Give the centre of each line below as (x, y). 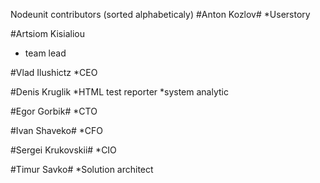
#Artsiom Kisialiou (47, 33)
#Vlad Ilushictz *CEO (54, 72)
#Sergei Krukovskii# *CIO (63, 150)
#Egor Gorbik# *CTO (54, 111)
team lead (45, 53)
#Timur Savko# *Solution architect (82, 169)
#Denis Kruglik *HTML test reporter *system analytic (119, 92)
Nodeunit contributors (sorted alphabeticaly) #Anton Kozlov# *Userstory (160, 14)
